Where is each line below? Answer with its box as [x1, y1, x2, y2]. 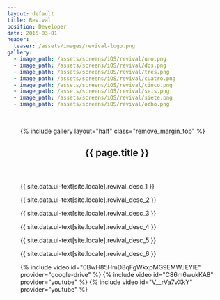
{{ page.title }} [84, 147, 150, 159]
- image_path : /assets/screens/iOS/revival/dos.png [13, 62, 167, 69]
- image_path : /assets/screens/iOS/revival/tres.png [13, 68, 170, 75]
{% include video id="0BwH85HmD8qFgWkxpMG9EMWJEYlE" [20, 263, 201, 271]
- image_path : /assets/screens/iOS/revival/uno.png [13, 56, 167, 63]
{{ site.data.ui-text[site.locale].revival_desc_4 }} [20, 223, 157, 231]
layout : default [7, 10, 54, 17]
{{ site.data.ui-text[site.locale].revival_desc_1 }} [20, 182, 155, 191]
